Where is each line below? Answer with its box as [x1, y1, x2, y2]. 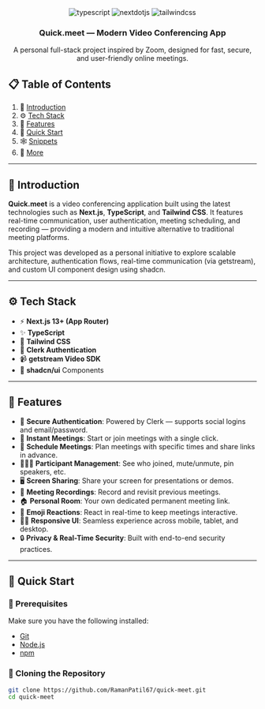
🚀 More [19, 148, 44, 157]
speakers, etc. [19, 467, 66, 476]
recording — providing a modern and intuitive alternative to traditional [8, 224, 234, 234]
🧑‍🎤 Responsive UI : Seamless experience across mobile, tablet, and [19, 516, 239, 525]
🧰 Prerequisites [8, 598, 69, 609]
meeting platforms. [8, 232, 69, 242]
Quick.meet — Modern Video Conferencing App [39, 27, 226, 38]
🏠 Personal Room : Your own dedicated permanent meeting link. [19, 496, 230, 505]
